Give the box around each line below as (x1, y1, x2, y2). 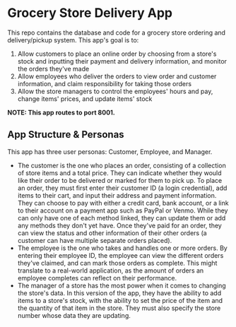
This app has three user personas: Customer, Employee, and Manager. (7, 147, 213, 156)
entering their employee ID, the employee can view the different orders (17, 251, 224, 259)
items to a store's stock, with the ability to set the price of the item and (17, 296, 223, 304)
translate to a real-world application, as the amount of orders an (17, 266, 204, 275)
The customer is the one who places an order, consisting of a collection (17, 161, 226, 170)
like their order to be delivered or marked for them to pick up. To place (17, 176, 223, 184)
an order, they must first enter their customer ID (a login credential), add (17, 184, 228, 192)
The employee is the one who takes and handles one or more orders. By (17, 244, 228, 252)
